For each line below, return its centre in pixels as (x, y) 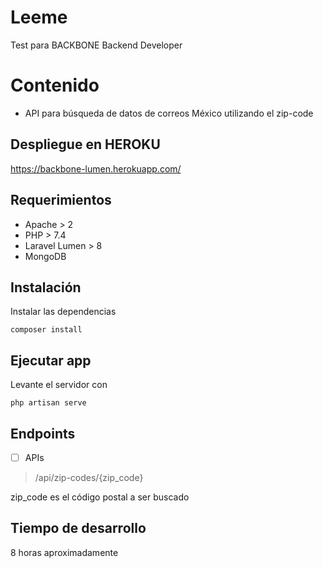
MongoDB (45, 256)
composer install (46, 330)
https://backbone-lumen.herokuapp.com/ (96, 168)
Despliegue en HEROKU (85, 144)
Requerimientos (61, 200)
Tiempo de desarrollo (78, 528)
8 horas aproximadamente (64, 552)
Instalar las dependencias (63, 312)
